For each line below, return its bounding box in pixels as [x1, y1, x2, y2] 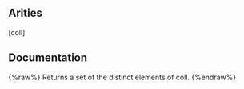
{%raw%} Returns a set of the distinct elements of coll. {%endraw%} [8, 72, 237, 82]
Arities [8, 6, 42, 20]
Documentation [8, 51, 88, 65]
